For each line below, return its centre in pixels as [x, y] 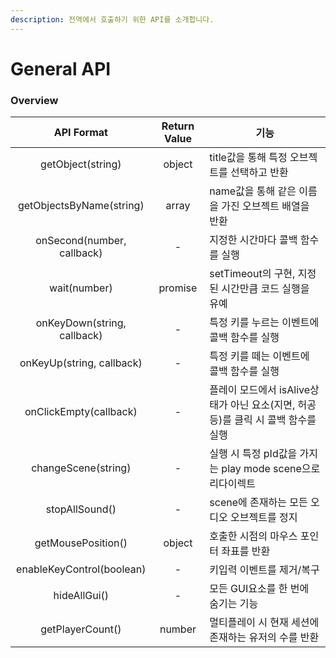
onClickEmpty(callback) [81, 412]
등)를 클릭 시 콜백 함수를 [263, 420]
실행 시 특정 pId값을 [253, 454]
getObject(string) [81, 164]
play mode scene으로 [271, 469]
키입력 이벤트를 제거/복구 [264, 570]
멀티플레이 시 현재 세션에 [264, 623]
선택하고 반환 [259, 173]
